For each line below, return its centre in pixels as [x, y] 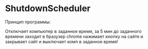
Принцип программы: [28, 22]
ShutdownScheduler [48, 8]
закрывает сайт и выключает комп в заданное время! [62, 41]
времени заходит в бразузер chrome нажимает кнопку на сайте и [74, 36]
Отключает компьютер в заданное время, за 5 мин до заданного [74, 31]
